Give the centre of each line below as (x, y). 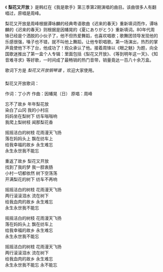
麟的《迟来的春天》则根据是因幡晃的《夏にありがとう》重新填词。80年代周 (80, 30)
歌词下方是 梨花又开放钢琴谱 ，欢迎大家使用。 (51, 70)
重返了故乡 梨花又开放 (27, 161)
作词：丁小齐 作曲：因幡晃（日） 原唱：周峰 (49, 93)
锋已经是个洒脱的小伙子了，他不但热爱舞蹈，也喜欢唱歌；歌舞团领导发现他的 (81, 36)
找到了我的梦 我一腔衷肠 (29, 167)
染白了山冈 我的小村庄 (27, 110)
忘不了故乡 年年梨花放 (27, 104)
